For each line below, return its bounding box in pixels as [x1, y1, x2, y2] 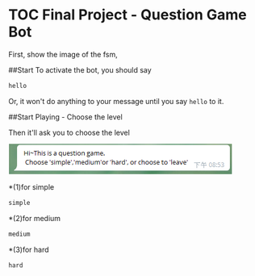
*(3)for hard [8, 245, 50, 254]
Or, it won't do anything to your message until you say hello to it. [8, 96, 224, 106]
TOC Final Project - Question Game [8, 6, 248, 24]
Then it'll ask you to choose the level [8, 128, 131, 137]
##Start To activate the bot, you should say [8, 65, 152, 74]
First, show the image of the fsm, [8, 49, 119, 59]
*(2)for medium [8, 213, 61, 223]
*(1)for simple [8, 182, 55, 191]
